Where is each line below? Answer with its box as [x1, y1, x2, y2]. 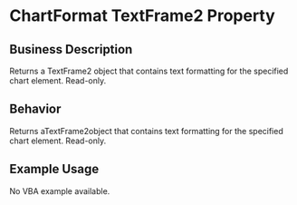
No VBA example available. [9, 185, 110, 196]
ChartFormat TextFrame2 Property [9, 5, 276, 26]
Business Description [9, 42, 133, 57]
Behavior [9, 102, 62, 117]
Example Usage [9, 161, 100, 177]
